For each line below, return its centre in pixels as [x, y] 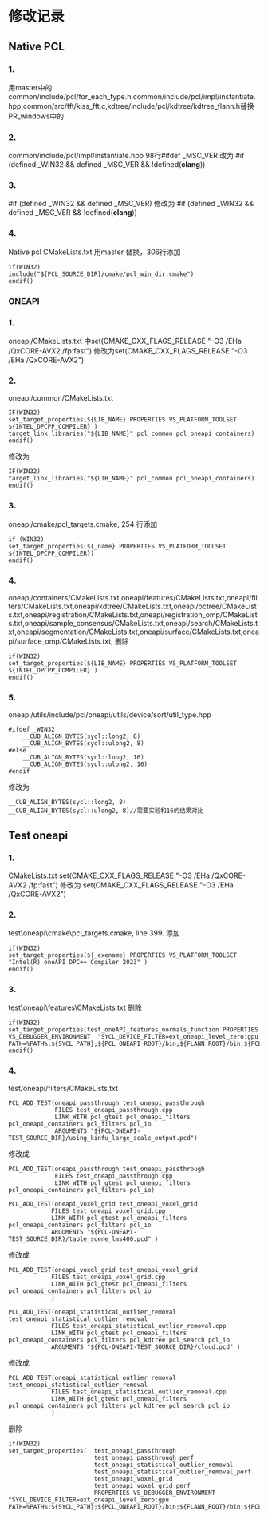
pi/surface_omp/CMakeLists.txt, [61, 641]
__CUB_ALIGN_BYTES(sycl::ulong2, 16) [85, 764]
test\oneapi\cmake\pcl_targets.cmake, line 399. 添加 [95, 933]
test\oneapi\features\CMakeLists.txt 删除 [75, 1007]
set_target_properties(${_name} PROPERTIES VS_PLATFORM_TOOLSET [117, 546]
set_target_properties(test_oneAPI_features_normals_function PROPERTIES [134, 1030]
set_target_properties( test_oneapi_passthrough [93, 1451]
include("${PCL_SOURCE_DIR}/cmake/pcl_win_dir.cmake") [101, 274]
